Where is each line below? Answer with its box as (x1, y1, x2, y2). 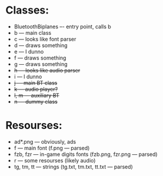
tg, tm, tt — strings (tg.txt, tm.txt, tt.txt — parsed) (14, 163, 133, 170)
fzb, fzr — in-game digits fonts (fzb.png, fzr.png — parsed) (14, 151, 158, 158)
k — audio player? (14, 85, 58, 92)
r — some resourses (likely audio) (14, 157, 96, 164)
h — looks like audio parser (14, 67, 81, 74)
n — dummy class (14, 98, 58, 105)
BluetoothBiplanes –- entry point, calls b (14, 23, 111, 30)
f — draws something (14, 54, 66, 61)
